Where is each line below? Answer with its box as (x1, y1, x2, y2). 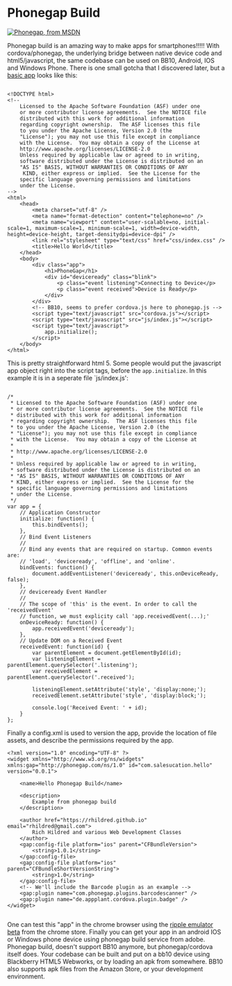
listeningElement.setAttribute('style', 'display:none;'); (32, 686, 207, 693)
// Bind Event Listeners (19, 533, 92, 541)
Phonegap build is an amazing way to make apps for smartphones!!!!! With (7, 41, 220, 49)
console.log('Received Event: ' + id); (32, 704, 148, 711)
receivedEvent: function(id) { (19, 643, 110, 650)
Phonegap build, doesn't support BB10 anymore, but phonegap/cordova (7, 942, 213, 950)
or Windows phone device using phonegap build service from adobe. (7, 935, 206, 943)
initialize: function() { (19, 515, 95, 522)
